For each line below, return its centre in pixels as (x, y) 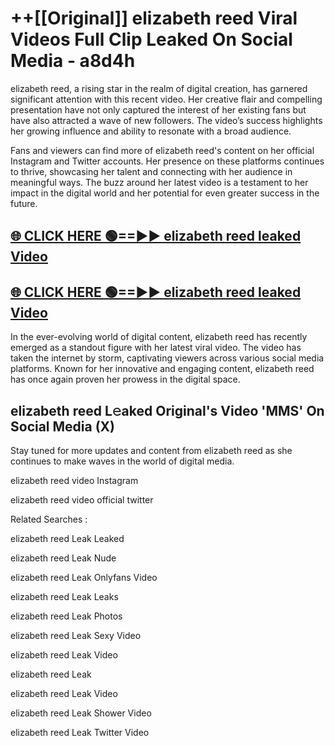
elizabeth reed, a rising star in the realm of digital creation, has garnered (159, 88)
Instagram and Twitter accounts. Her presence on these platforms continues (167, 161)
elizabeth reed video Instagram (74, 480)
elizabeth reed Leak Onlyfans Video (84, 577)
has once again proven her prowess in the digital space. (125, 379)
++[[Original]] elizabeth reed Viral (154, 18)
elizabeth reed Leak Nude (63, 558)
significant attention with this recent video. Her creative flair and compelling (166, 99)
